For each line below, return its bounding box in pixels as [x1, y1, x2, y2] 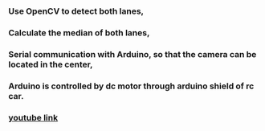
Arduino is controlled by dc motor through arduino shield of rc [8, 80, 255, 92]
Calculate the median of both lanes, [8, 27, 150, 38]
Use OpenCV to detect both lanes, [8, 6, 145, 17]
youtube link [8, 112, 59, 123]
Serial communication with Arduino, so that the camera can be [8, 48, 257, 59]
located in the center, [8, 59, 94, 70]
